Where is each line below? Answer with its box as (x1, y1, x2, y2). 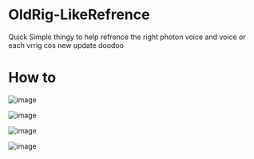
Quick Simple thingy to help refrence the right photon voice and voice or (8, 32, 246, 42)
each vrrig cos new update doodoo (8, 40, 124, 50)
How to (8, 69, 57, 87)
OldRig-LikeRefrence (8, 6, 150, 24)
